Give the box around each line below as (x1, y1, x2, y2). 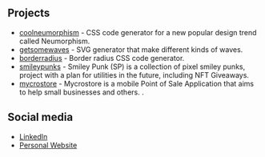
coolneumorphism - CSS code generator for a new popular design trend (18, 27, 257, 37)
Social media (7, 111, 74, 124)
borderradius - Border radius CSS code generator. (18, 53, 185, 62)
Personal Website (18, 140, 78, 150)
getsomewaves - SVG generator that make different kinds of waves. (18, 44, 243, 54)
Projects (7, 6, 50, 20)
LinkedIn (18, 131, 48, 141)
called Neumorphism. (18, 36, 90, 46)
